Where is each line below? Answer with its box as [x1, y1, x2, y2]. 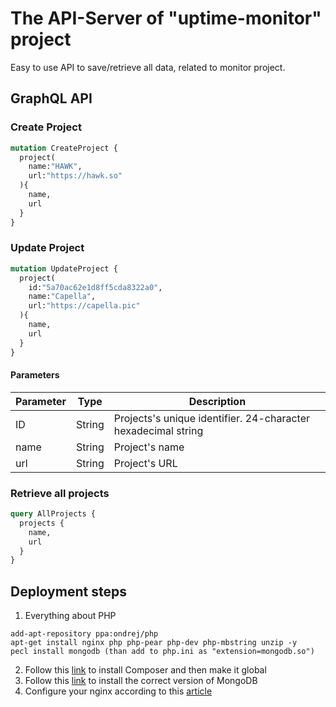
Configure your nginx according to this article [24, 685, 213, 697]
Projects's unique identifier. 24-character [113, 411, 310, 425]
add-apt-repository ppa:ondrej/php [10, 629, 159, 639]
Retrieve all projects [10, 486, 110, 500]
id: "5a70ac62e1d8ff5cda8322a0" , [28, 282, 163, 292]
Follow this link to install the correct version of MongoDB [24, 675, 258, 687]
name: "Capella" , [28, 292, 97, 302]
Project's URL [113, 456, 178, 470]
